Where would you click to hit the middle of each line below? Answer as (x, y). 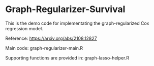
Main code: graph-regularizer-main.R (44, 48)
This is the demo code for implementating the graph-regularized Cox (77, 23)
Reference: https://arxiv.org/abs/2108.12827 (51, 38)
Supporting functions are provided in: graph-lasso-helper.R (67, 58)
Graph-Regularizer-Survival (65, 9)
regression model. (24, 28)
